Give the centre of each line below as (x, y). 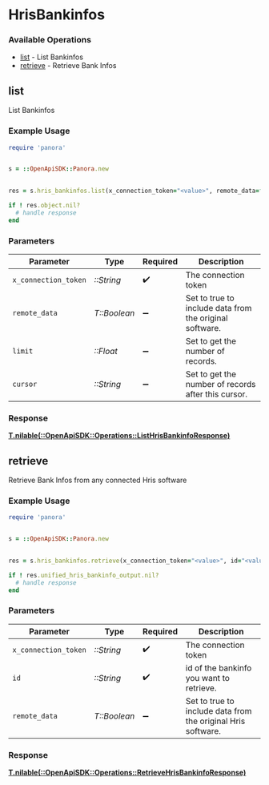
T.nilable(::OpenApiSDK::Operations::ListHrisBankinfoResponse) (119, 436)
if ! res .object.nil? (44, 206)
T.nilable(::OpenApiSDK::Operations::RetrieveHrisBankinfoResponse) (127, 773)
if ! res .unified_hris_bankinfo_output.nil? (84, 575)
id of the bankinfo (219, 668)
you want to (208, 678)
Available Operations (50, 40)
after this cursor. (217, 394)
